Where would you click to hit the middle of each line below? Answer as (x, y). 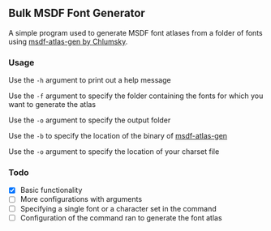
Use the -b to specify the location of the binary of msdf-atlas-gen (118, 136)
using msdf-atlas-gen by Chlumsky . (68, 41)
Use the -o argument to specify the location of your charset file (114, 152)
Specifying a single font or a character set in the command (118, 208)
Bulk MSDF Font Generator (77, 13)
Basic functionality (51, 190)
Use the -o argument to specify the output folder (90, 120)
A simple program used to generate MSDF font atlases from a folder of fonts (135, 32)
